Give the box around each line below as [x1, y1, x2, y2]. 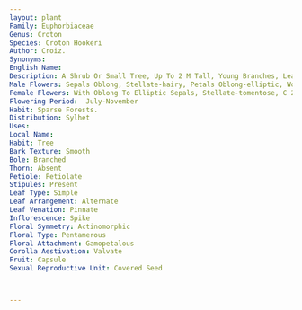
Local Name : [9, 130, 54, 139]
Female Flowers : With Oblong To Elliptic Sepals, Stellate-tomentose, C [9, 88, 288, 97]
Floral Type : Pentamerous [9, 230, 106, 239]
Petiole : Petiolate [9, 172, 83, 181]
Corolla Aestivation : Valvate [9, 247, 123, 256]
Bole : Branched [9, 155, 67, 164]
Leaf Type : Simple [9, 189, 78, 198]
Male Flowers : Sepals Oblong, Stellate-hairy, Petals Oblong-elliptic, [9, 80, 283, 89]
